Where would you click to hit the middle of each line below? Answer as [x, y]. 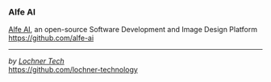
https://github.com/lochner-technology [73, 70]
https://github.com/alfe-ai [51, 38]
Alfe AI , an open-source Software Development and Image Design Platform [133, 30]
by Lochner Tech [36, 61]
